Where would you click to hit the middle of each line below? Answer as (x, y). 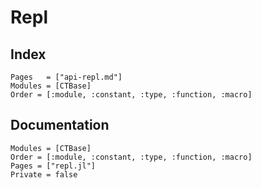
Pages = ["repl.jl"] (53, 166)
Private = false (44, 174)
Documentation (60, 125)
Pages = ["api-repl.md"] (66, 77)
